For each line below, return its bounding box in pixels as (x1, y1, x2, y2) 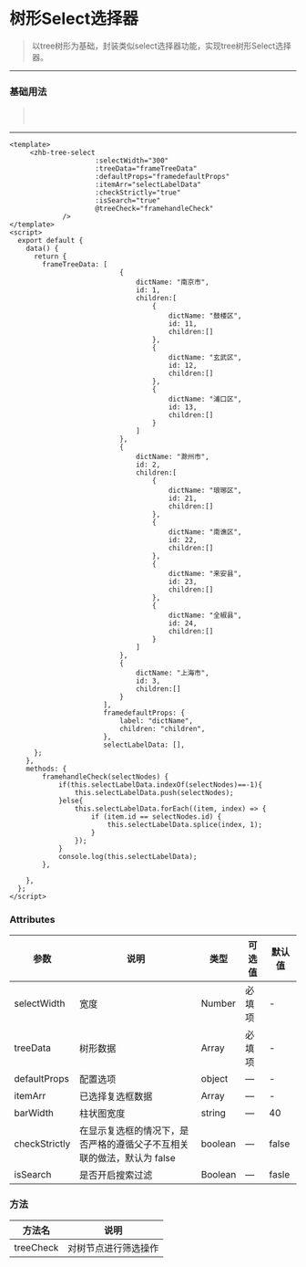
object (200, 1072, 229, 1084)
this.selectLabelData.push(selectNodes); (74, 789, 234, 798)
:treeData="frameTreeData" (95, 164, 198, 173)
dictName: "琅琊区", (168, 486, 242, 496)
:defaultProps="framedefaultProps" (95, 173, 230, 182)
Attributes (9, 914, 56, 927)
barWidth (14, 1106, 55, 1119)
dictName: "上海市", (135, 668, 209, 678)
